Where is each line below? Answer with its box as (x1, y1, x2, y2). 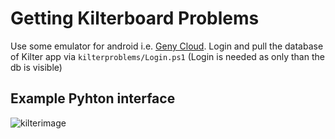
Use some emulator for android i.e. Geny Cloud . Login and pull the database (10, 40, 324, 52)
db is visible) (10, 61, 63, 73)
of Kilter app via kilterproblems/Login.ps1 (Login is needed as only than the (10, 50, 325, 62)
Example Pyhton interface (10, 90, 176, 107)
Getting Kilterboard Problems (10, 7, 260, 30)
